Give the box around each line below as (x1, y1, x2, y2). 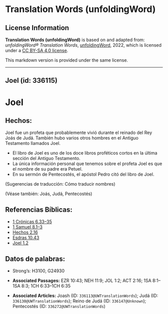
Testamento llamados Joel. (5, 140, 61, 146)
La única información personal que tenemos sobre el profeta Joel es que (12, 161, 162, 167)
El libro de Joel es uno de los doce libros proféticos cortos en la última (12, 150, 157, 156)
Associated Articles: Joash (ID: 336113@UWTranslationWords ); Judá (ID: (12, 292, 158, 299)
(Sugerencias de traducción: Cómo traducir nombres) (5, 181, 115, 187)
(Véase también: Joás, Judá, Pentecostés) (5, 191, 92, 197)
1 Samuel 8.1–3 (12, 224, 42, 230)
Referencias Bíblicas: (5, 205, 72, 214)
